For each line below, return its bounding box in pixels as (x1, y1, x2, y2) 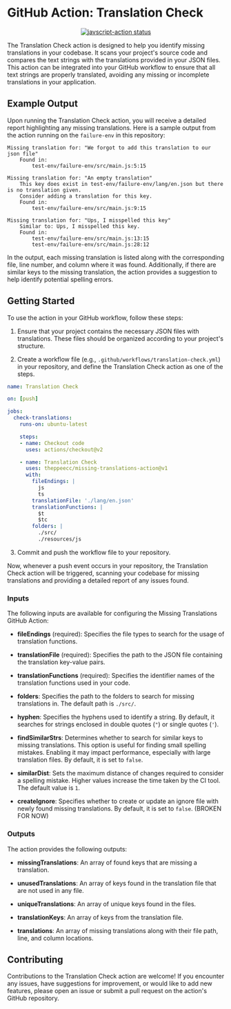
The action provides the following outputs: (7, 845, 128, 853)
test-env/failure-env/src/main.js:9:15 (32, 205, 147, 211)
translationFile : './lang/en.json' (32, 497, 134, 504)
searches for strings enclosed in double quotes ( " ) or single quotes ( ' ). (17, 720, 219, 728)
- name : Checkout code (19, 440, 85, 446)
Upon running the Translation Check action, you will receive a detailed (7, 116, 207, 124)
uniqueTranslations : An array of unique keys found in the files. (17, 900, 197, 908)
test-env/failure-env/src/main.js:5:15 (32, 162, 147, 169)
